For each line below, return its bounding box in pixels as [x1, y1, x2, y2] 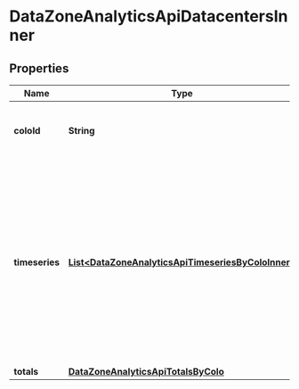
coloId [13, 125, 41, 137]
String [68, 125, 95, 137]
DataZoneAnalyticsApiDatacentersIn [9, 6, 288, 27]
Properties [9, 61, 69, 76]
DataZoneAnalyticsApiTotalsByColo [68, 366, 225, 377]
